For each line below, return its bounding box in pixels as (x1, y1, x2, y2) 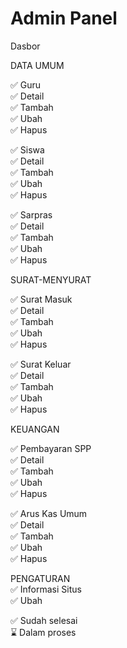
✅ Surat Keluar (10, 358, 72, 370)
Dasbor (10, 40, 41, 52)
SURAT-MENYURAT (10, 273, 92, 286)
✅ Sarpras (10, 208, 53, 221)
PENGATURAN (10, 572, 71, 584)
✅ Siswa (10, 143, 45, 156)
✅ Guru (10, 78, 42, 91)
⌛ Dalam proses (10, 626, 77, 638)
